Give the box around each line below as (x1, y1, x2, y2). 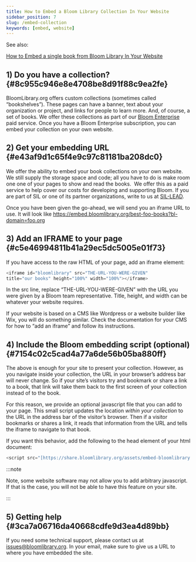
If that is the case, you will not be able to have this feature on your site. (6, 484, 177, 491)
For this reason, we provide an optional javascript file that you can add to (6, 401, 183, 408)
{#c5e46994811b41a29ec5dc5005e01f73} (6, 243, 166, 253)
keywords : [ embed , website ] (6, 25, 75, 31)
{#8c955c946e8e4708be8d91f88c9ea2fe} (6, 79, 168, 89)
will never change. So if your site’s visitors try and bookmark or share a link (6, 377, 188, 384)
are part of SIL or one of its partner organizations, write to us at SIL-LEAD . (6, 193, 185, 200)
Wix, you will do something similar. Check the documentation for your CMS (6, 316, 187, 323)
